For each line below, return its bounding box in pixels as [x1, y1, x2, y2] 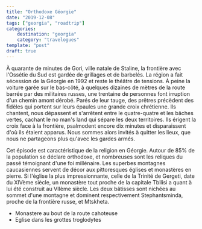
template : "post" [6, 43, 50, 49]
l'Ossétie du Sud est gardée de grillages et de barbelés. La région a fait [6, 71, 183, 78]
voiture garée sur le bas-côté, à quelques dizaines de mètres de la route [6, 84, 186, 91]
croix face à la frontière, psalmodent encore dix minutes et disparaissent [6, 122, 186, 130]
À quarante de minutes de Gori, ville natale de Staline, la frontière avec [6, 64, 181, 72]
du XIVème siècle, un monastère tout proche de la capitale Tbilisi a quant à [6, 178, 192, 186]
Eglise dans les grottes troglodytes [14, 216, 101, 223]
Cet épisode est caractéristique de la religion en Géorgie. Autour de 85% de [6, 146, 195, 154]
